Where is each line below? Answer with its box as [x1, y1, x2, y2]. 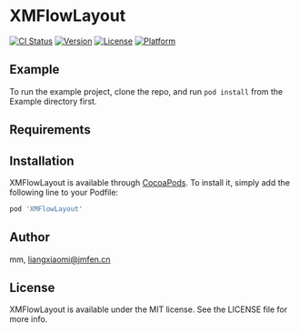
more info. [9, 314, 48, 325]
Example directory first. [9, 96, 97, 106]
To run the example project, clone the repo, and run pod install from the [9, 86, 284, 96]
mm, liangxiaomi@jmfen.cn [9, 254, 111, 265]
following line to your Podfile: [9, 186, 119, 197]
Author [9, 229, 50, 246]
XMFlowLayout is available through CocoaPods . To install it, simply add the [9, 176, 291, 187]
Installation [9, 153, 75, 168]
